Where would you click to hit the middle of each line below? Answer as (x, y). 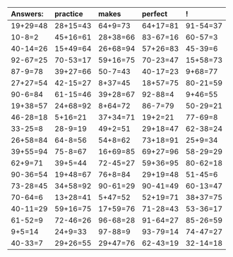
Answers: (27, 14)
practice (69, 14)
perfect (155, 14)
